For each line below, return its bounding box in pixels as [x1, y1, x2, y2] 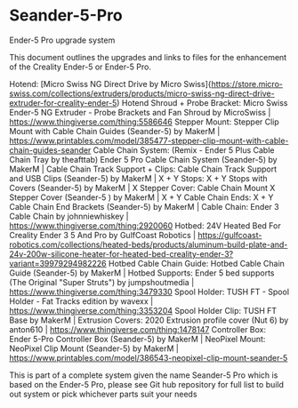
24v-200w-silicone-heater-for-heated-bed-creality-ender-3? [9, 248, 234, 259]
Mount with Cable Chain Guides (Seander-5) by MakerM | [9, 125, 221, 136]
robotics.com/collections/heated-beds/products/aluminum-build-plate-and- [9, 239, 288, 250]
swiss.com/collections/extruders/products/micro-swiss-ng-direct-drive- [9, 88, 275, 99]
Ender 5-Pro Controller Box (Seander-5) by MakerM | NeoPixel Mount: [9, 333, 266, 344]
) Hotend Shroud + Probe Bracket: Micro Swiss [117, 97, 288, 108]
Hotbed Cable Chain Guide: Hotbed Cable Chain [108, 258, 285, 268]
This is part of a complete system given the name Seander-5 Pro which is [9, 370, 278, 380]
